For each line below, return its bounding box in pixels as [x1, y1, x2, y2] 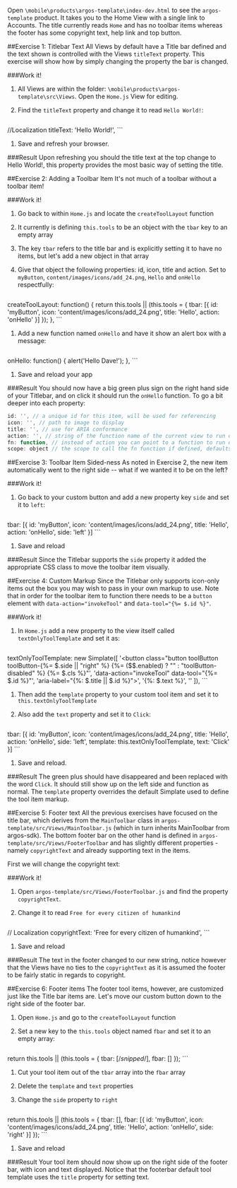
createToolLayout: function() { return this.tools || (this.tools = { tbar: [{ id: [7, 301, 219, 308]
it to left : [17, 501, 46, 509]
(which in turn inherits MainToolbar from [113, 824, 230, 832]
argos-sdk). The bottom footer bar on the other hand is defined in [7, 831, 198, 840]
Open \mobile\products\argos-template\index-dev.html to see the [7, 6, 201, 14]
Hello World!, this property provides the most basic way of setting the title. [7, 161, 224, 169]
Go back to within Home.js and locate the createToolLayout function [17, 209, 214, 218]
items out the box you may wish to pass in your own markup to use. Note [7, 584, 219, 593]
